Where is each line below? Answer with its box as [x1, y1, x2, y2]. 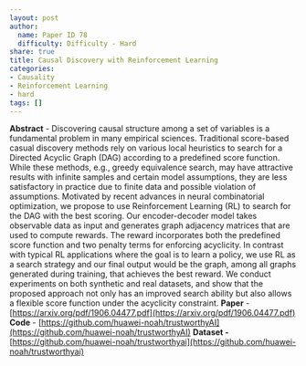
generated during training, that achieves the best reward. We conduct [9, 268, 271, 279]
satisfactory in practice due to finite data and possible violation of [9, 182, 257, 193]
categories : [9, 65, 55, 74]
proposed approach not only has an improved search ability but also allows [9, 288, 292, 299]
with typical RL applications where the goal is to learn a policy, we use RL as [9, 249, 296, 260]
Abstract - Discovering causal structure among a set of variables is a [9, 123, 270, 134]
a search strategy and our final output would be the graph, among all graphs [9, 259, 297, 270]
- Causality [9, 73, 55, 82]
